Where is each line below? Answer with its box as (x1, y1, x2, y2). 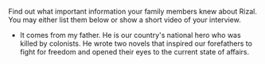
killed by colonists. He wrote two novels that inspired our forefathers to (19, 39, 253, 48)
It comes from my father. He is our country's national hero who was (19, 31, 241, 40)
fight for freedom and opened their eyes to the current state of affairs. (19, 47, 249, 56)
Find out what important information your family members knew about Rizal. (8, 7, 257, 16)
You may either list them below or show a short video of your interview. (8, 15, 241, 24)
